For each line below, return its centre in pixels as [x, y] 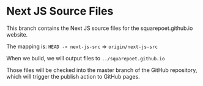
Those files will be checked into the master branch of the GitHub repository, [102, 70]
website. [17, 34]
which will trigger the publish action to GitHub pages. [73, 76]
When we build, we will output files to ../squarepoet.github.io [86, 58]
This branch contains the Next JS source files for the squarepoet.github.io [100, 28]
